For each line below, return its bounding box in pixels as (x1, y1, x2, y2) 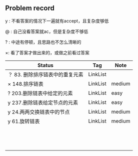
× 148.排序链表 (7, 80, 44, 87)
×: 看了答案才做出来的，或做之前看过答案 (5, 49, 90, 55)
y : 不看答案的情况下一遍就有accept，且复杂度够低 (5, 17, 109, 24)
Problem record (5, 4, 55, 12)
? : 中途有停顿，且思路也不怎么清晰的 (5, 39, 81, 45)
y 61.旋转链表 (7, 118, 40, 125)
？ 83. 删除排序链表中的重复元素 (7, 71, 83, 78)
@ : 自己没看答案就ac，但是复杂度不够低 (5, 28, 88, 34)
